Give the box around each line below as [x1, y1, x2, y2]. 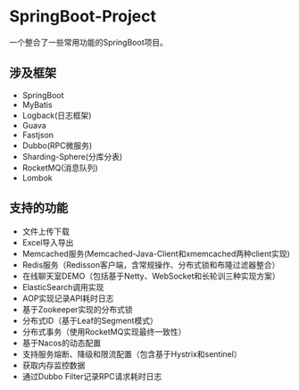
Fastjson [21, 129, 54, 140]
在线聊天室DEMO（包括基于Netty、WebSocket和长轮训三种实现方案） [21, 270, 280, 281]
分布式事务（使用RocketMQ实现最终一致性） [21, 326, 187, 336]
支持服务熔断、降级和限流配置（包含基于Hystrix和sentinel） [21, 348, 243, 359]
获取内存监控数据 [21, 360, 86, 370]
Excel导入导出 [21, 236, 74, 247]
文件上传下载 [21, 226, 70, 236]
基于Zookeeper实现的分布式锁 [21, 303, 134, 314]
